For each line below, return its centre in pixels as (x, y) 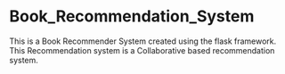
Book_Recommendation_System (132, 16)
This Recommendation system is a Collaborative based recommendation (142, 50)
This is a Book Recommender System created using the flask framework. (143, 41)
